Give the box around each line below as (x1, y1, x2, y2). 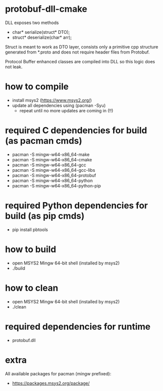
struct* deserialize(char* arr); (12, 34, 72, 40)
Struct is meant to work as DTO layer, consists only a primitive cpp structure (5, 44, 159, 50)
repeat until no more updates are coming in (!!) (19, 107, 114, 113)
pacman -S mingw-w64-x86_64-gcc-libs (12, 167, 95, 173)
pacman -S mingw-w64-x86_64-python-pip (12, 182, 101, 188)
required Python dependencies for (5, 200, 148, 211)
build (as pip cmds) (5, 210, 85, 221)
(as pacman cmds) (5, 135, 82, 147)
